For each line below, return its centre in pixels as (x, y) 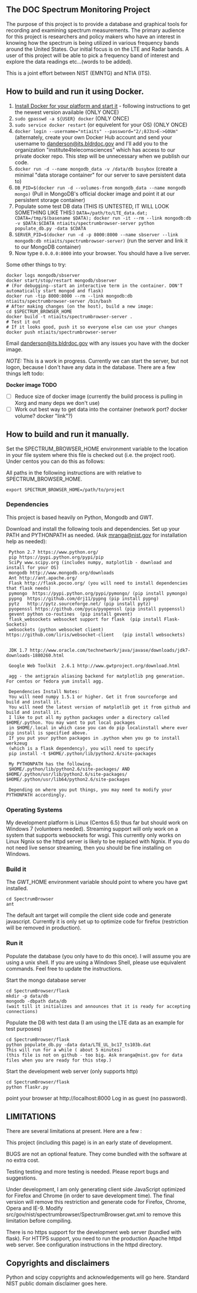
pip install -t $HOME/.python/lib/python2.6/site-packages (83, 753)
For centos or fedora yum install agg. (55, 681)
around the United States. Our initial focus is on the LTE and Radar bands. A (98, 49)
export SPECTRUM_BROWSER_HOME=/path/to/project (66, 489)
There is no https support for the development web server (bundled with (94, 1232)
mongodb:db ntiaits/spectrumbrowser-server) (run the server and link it (101, 240)
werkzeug (17, 743)
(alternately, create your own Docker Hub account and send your (93, 137)
